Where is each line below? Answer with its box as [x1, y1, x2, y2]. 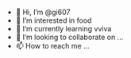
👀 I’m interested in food [15, 16, 92, 25]
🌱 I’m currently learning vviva [15, 24, 112, 33]
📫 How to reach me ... [15, 42, 90, 50]
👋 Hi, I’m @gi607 [15, 8, 71, 16]
